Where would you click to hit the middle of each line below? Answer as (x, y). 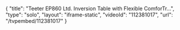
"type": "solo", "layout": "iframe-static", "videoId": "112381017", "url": (89, 15)
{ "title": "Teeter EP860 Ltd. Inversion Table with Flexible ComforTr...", (90, 9)
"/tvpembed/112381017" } (36, 21)
